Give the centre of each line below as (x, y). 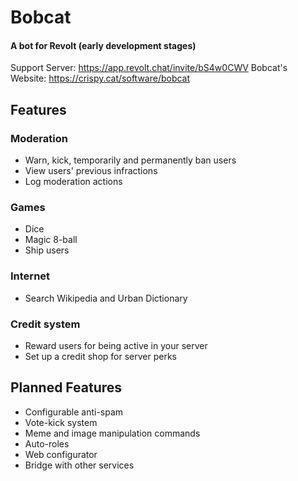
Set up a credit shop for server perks (100, 356)
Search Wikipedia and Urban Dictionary (106, 298)
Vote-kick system (61, 422)
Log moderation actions (73, 182)
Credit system (45, 324)
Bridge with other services (79, 465)
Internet (30, 276)
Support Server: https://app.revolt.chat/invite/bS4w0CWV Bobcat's (149, 68)
